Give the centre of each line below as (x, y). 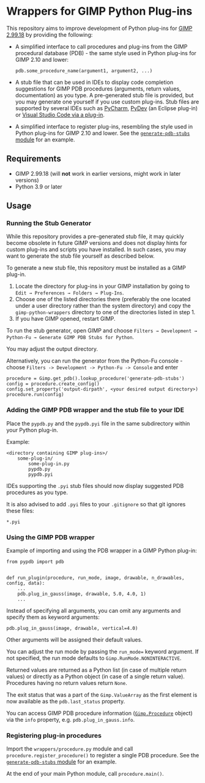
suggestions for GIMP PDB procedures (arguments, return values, (98, 88)
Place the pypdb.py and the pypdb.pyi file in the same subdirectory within (98, 423)
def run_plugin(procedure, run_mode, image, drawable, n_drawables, (95, 578)
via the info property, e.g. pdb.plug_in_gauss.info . (71, 720)
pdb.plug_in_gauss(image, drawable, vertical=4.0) (72, 629)
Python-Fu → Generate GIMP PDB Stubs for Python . (70, 337)
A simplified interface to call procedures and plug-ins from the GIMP (101, 47)
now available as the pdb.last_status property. (66, 702)
